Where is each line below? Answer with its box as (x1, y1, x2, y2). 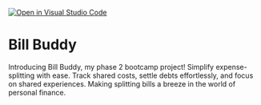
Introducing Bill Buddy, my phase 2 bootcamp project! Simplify (8, 62, 215, 71)
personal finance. (8, 87, 66, 97)
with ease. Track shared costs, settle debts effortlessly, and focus (36, 71, 254, 80)
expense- (215, 62, 247, 71)
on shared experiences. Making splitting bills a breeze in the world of (8, 79, 236, 88)
